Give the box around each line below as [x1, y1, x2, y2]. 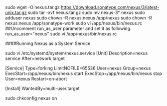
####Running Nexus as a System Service [5, 40, 91, 46]
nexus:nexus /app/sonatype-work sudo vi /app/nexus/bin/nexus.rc [5, 20, 143, 26]
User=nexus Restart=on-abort [5, 76, 67, 81]
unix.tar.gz [5, 9, 27, 15]
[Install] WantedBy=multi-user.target [5, 85, 80, 91]
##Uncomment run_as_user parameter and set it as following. [5, 25, 132, 31]
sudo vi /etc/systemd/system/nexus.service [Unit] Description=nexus [5, 50, 148, 56]
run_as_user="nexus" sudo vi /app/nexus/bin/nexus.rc [5, 31, 117, 36]
